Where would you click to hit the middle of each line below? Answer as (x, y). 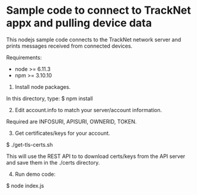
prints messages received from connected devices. (69, 46)
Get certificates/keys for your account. (62, 133)
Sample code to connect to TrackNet (98, 10)
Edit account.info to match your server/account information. (88, 110)
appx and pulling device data (79, 23)
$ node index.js (25, 185)
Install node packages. (43, 86)
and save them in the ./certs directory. (53, 162)
